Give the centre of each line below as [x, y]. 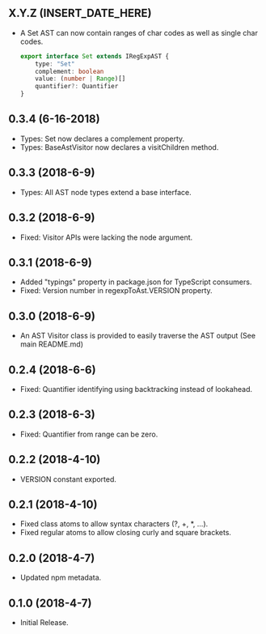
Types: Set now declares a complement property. [102, 138]
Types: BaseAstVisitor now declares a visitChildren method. [119, 147]
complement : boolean [70, 71]
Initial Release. [44, 622]
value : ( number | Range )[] [80, 79]
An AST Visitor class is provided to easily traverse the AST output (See [138, 336]
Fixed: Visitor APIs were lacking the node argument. [106, 237]
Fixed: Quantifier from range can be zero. [89, 434]
